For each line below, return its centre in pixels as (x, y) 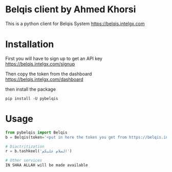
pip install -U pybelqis (32, 98)
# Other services (24, 160)
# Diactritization (25, 146)
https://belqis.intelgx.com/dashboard (44, 79)
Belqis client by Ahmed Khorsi (71, 9)
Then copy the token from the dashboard (49, 74)
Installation (30, 44)
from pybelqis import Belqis (36, 132)
